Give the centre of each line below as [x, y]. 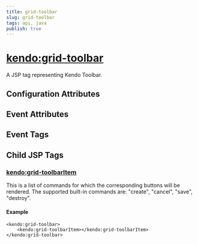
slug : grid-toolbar [31, 17]
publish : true [24, 29]
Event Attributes [37, 114]
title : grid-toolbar [32, 12]
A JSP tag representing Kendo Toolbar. [54, 75]
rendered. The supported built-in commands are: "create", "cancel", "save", [100, 192]
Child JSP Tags [35, 155]
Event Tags [28, 135]
